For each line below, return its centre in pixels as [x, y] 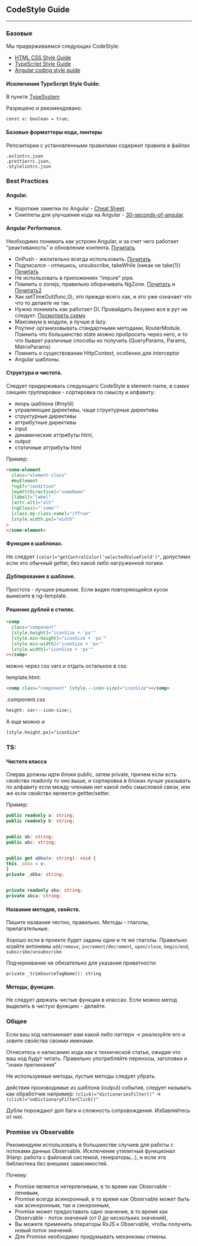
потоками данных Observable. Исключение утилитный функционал [91, 1151]
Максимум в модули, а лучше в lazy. [61, 322]
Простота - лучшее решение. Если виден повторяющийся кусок [87, 589]
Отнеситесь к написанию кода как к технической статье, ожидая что [93, 1052]
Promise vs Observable [40, 1131]
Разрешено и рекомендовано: [44, 108]
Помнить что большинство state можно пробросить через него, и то [101, 334]
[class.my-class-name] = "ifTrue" [51, 514]
